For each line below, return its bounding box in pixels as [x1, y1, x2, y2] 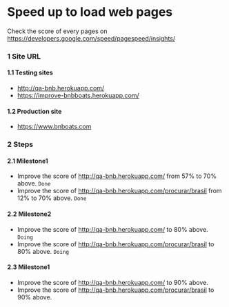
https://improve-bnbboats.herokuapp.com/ [17, 91, 139, 100]
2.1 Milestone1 [7, 157, 48, 165]
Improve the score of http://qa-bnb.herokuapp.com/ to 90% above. [17, 278, 208, 286]
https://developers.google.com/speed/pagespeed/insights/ [7, 34, 176, 42]
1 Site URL [7, 51, 41, 61]
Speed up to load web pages [7, 4, 173, 20]
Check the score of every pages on [7, 27, 108, 35]
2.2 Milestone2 [7, 210, 52, 218]
